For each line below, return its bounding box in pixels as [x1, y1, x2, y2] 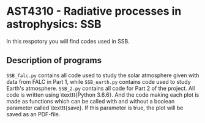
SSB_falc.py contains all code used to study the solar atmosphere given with [6, 72, 199, 79]
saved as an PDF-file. [6, 110, 61, 117]
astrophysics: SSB [6, 17, 102, 31]
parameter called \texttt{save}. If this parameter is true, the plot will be [6, 104, 184, 111]
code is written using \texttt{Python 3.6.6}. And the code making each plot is [6, 91, 199, 99]
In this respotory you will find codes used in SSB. [6, 37, 130, 45]
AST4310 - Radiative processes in [6, 4, 182, 18]
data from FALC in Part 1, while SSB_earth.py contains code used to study [6, 78, 191, 85]
